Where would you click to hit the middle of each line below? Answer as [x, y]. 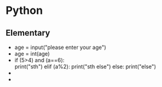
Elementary [28, 33]
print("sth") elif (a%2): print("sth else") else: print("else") [85, 66]
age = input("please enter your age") [60, 47]
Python [24, 11]
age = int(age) [32, 54]
